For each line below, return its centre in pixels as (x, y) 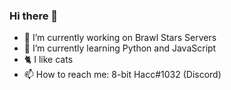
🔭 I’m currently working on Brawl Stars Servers (120, 38)
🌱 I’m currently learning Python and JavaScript (120, 48)
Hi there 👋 (34, 16)
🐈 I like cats (48, 60)
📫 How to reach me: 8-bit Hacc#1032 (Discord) (122, 75)
